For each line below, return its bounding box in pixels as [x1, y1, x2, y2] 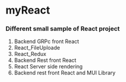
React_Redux [14, 51, 47, 58]
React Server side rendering [14, 63, 83, 70]
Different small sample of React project [5, 25, 120, 33]
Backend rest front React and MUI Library [14, 69, 116, 77]
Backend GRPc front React [14, 38, 79, 45]
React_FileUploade [14, 44, 60, 51]
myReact [5, 4, 50, 17]
